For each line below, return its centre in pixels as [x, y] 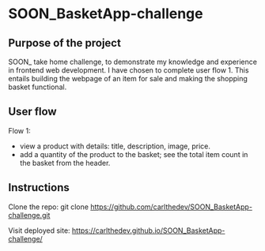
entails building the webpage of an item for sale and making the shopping [128, 79]
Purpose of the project [64, 43]
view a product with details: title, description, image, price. [115, 146]
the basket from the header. [65, 163]
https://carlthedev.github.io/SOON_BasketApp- [148, 230]
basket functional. [38, 87]
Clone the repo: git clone [49, 207]
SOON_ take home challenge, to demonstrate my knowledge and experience [132, 62]
